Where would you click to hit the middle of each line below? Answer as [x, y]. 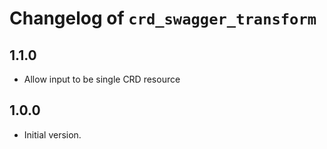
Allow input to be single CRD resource [102, 79]
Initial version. [52, 134]
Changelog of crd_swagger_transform [163, 18]
